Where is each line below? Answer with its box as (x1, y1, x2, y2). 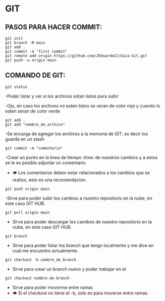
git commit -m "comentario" (5, 145, 63, 151)
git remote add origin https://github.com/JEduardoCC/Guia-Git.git (5, 53, 148, 58)
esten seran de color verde (5, 108, 60, 114)
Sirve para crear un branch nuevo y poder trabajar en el (12, 266, 126, 272)
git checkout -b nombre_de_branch (5, 257, 77, 262)
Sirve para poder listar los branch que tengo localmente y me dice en (12, 242, 154, 248)
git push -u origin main (5, 58, 56, 63)
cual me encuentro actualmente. (12, 247, 79, 254)
